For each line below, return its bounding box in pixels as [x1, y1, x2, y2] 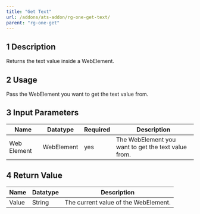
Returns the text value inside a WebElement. [6, 58, 115, 65]
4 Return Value [6, 171, 62, 181]
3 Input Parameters [6, 108, 79, 118]
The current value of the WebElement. [64, 198, 171, 206]
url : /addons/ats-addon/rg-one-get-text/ [6, 14, 111, 20]
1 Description [6, 42, 56, 52]
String [32, 198, 49, 206]
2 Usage [6, 75, 37, 85]
